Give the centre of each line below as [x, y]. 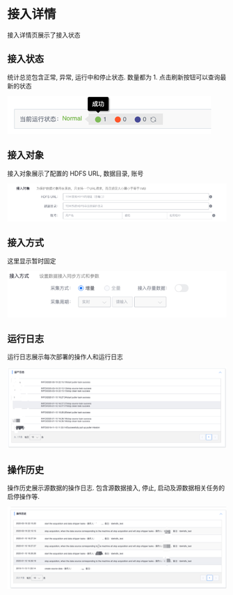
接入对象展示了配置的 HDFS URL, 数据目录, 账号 [75, 173]
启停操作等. [24, 497]
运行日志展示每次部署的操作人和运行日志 [65, 357]
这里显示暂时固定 [32, 261]
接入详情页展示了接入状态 [44, 35]
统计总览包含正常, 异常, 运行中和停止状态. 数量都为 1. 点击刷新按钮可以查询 [114, 77]
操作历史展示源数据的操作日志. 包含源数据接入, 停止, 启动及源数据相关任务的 [116, 488]
